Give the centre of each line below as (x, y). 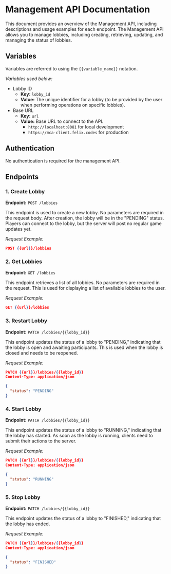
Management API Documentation (78, 10)
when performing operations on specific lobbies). (73, 105)
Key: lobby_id (35, 94)
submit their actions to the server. (41, 441)
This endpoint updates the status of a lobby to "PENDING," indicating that (83, 342)
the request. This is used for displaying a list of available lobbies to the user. (85, 288)
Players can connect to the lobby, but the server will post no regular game (83, 224)
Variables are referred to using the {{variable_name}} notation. (72, 68)
